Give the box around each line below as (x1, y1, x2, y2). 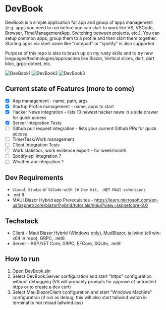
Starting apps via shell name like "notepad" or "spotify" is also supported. (5, 40, 156, 46)
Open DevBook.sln (12, 268, 51, 274)
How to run (5, 255, 40, 263)
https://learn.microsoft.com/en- (94, 197, 159, 203)
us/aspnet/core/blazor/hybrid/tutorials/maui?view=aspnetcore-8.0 (12, 202, 148, 208)
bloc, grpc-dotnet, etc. (5, 61, 52, 66)
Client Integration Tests (12, 142, 60, 148)
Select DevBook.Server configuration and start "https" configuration (12, 273, 152, 279)
